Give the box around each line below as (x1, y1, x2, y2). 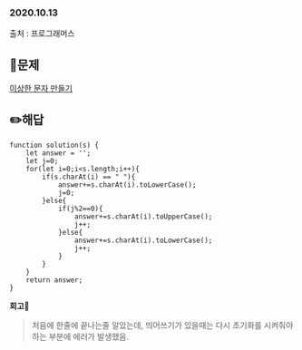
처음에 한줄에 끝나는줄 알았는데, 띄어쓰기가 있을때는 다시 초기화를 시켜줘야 (31, 319, 294, 330)
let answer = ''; (25, 148, 92, 158)
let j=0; (25, 156, 59, 165)
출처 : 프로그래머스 (9, 28, 75, 39)
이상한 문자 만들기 (9, 83, 73, 94)
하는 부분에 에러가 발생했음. (31, 331, 130, 342)
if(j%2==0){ (57, 204, 103, 213)
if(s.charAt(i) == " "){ (42, 172, 136, 181)
